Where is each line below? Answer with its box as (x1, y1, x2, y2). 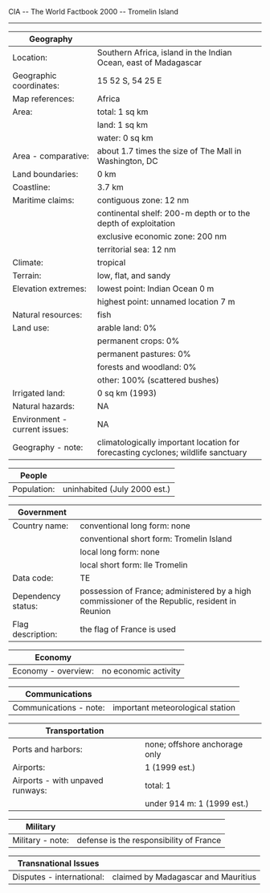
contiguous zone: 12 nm (96, 195, 190, 206)
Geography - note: (12, 442, 84, 453)
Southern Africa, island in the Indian (96, 47, 232, 58)
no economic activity (101, 666, 181, 676)
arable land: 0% (96, 322, 157, 333)
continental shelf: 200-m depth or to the (96, 208, 251, 219)
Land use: (12, 322, 50, 333)
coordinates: (12, 80, 60, 91)
